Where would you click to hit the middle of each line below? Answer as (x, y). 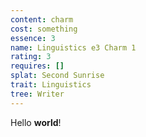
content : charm (42, 19)
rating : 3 (31, 57)
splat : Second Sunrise (57, 76)
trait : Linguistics (51, 85)
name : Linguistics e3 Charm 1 (73, 47)
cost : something (44, 29)
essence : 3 (33, 38)
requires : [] (37, 66)
